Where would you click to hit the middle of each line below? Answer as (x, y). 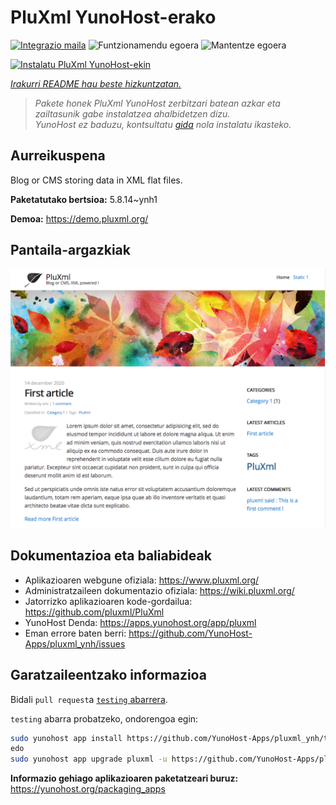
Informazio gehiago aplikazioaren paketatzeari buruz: (124, 778)
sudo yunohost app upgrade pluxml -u (89, 759)
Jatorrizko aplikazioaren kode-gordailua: (108, 601)
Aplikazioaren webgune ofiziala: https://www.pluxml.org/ (142, 580)
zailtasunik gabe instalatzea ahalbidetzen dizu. (132, 113)
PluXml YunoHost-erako (113, 17)
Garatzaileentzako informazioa (108, 675)
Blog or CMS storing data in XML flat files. (96, 180)
